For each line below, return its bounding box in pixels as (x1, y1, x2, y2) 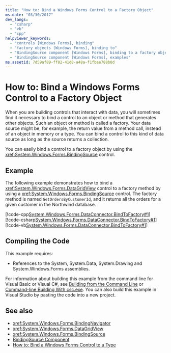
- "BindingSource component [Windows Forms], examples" (10, 55, 131, 60)
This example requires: (5, 250, 53, 256)
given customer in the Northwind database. (5, 202, 96, 207)
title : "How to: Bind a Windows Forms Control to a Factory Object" (5, 7, 154, 13)
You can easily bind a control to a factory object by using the (5, 146, 133, 152)
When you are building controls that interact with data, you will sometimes (5, 109, 160, 115)
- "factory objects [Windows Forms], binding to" (10, 45, 117, 50)
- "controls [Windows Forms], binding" (10, 41, 95, 46)
